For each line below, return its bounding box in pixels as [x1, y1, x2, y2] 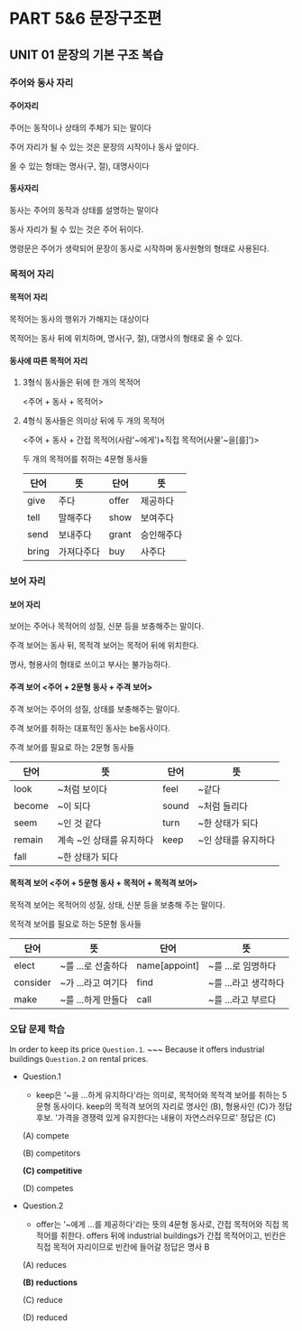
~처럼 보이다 [57, 783, 108, 796]
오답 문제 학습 [9, 1022, 66, 1035]
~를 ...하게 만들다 [59, 993, 128, 1006]
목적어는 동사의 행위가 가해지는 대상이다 [9, 313, 150, 325]
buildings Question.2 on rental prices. [9, 1054, 149, 1065]
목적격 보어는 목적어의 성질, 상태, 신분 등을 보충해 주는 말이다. [9, 899, 225, 910]
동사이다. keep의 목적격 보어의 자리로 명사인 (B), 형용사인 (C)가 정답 [52, 1101, 293, 1112]
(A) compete [22, 1131, 69, 1141]
